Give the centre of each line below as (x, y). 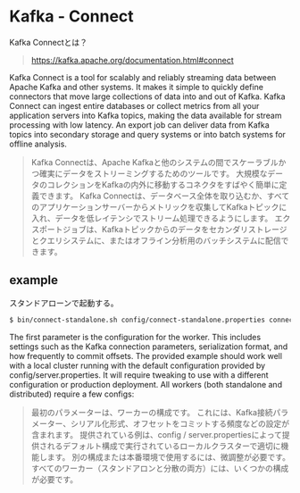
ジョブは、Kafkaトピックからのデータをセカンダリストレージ (175, 229)
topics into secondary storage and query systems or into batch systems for (147, 134)
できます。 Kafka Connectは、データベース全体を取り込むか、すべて (164, 196)
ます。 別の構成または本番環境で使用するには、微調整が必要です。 (168, 456)
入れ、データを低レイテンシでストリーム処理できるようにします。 (152, 218)
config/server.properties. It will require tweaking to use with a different (139, 375)
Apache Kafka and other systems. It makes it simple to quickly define (136, 87)
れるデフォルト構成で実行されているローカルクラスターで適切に (164, 446)
